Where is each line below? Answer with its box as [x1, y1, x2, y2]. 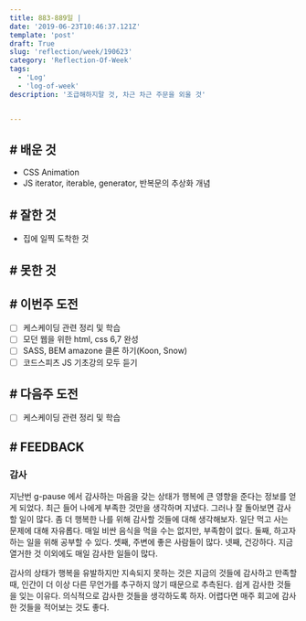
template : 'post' [9, 30, 76, 39]
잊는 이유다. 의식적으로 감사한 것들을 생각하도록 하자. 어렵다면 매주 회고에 [18, 591, 280, 602]
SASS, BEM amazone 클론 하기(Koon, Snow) [22, 345, 188, 357]
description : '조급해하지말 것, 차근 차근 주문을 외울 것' [9, 90, 206, 99]
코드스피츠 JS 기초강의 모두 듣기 [22, 357, 138, 368]
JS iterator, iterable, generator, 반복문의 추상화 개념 [22, 177, 211, 188]
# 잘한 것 [9, 207, 57, 222]
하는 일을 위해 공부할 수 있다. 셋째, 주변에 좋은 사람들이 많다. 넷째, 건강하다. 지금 [9, 537, 294, 548]
